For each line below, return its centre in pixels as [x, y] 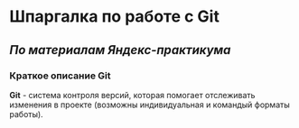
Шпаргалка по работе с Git [114, 17]
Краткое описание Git [60, 76]
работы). [26, 114]
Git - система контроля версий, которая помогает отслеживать [132, 95]
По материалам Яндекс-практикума [120, 50]
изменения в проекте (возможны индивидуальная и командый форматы [150, 105]
